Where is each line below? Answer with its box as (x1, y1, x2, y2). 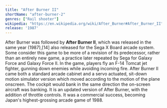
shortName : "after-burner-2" (5, 12, 66, 17)
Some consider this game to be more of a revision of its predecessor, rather (5, 50, 160, 56)
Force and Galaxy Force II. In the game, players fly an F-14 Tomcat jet (5, 60, 148, 66)
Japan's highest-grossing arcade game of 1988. (5, 97, 103, 103)
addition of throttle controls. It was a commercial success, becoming (5, 92, 146, 98)
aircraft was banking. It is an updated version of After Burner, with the (5, 87, 148, 93)
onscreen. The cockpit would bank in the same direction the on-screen (5, 81, 151, 87)
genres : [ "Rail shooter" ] (5, 16, 59, 21)
